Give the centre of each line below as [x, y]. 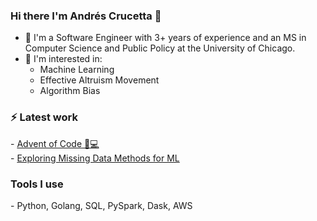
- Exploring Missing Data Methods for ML [95, 158]
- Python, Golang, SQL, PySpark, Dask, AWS [101, 205]
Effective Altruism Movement [99, 80]
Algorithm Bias [70, 91]
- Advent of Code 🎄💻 [55, 143]
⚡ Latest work [44, 117]
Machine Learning [77, 70]
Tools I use [37, 184]
